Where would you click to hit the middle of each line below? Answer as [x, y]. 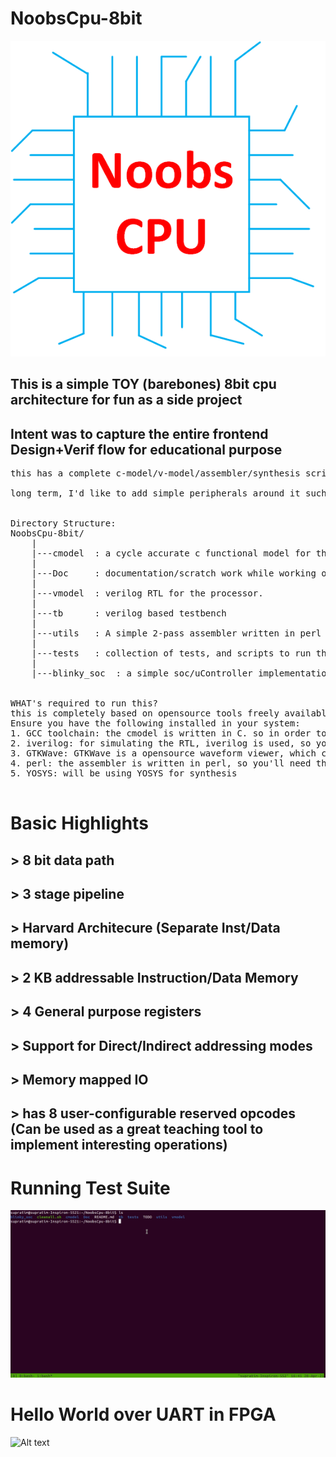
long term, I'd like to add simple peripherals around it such [168, 493]
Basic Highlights [79, 823]
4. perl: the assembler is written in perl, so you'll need [161, 763]
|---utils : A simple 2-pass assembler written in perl [176, 633]
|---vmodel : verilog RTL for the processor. [147, 593]
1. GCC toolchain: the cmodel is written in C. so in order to [168, 733]
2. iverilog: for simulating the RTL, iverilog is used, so [161, 743]
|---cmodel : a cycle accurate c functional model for [171, 553]
